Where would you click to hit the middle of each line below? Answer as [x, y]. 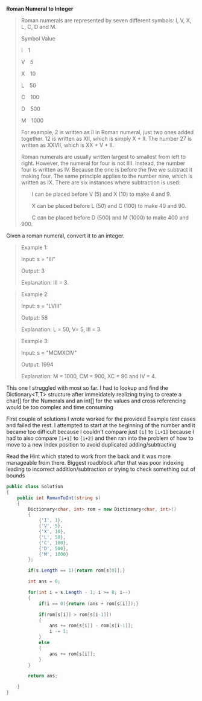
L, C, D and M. [39, 27]
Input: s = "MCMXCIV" [49, 353]
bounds [16, 476]
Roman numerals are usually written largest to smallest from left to [103, 157]
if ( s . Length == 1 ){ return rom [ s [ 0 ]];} [77, 570]
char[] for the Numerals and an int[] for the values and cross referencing [96, 401]
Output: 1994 [37, 364]
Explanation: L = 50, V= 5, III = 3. [61, 329]
